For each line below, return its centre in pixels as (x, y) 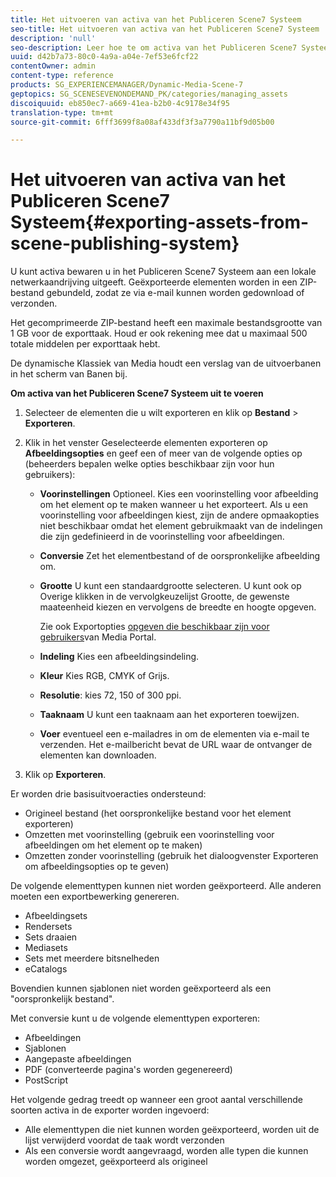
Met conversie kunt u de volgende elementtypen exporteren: (135, 1018)
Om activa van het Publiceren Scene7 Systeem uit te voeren (137, 393)
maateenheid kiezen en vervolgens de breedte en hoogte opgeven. (178, 607)
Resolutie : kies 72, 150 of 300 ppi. (110, 695)
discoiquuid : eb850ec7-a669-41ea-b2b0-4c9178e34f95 (120, 103)
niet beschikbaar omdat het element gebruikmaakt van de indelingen (181, 526)
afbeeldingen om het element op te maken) (113, 845)
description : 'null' (53, 38)
